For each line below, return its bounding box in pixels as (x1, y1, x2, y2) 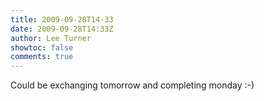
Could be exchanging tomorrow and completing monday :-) (10, 79, 255, 91)
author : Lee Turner (10, 33, 92, 43)
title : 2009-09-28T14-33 (10, 14, 114, 25)
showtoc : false (10, 42, 74, 53)
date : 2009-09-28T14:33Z (10, 24, 114, 34)
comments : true (10, 52, 74, 62)
